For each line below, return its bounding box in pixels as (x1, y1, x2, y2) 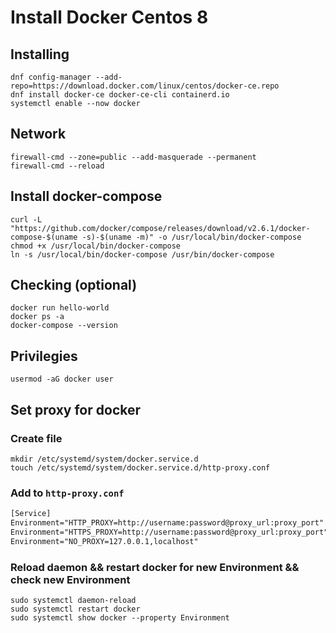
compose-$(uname (10, 232, 78, 242)
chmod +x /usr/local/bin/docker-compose (10, 241, 182, 251)
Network (10, 126, 67, 143)
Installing (10, 46, 70, 63)
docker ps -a (10, 312, 65, 322)
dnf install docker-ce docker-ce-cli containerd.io (10, 90, 230, 100)
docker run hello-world (10, 303, 110, 313)
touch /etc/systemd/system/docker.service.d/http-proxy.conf (10, 462, 271, 473)
